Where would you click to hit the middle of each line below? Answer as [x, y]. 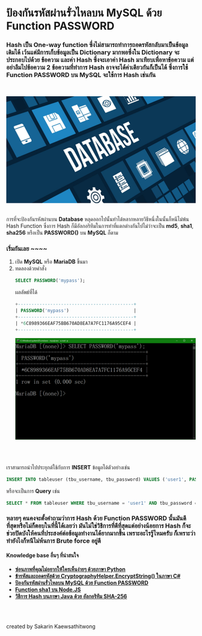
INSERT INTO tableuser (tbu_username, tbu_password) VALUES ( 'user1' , [96, 479]
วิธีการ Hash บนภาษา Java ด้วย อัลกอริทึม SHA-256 [71, 596]
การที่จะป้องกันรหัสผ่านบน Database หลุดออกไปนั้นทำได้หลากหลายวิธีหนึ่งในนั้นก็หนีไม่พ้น [98, 219]
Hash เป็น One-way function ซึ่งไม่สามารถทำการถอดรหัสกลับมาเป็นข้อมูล [97, 45]
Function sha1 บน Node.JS [48, 589]
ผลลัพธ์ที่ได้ [26, 292]
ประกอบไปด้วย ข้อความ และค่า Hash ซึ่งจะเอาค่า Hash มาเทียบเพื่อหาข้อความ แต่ [100, 60]
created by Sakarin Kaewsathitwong [51, 626]
